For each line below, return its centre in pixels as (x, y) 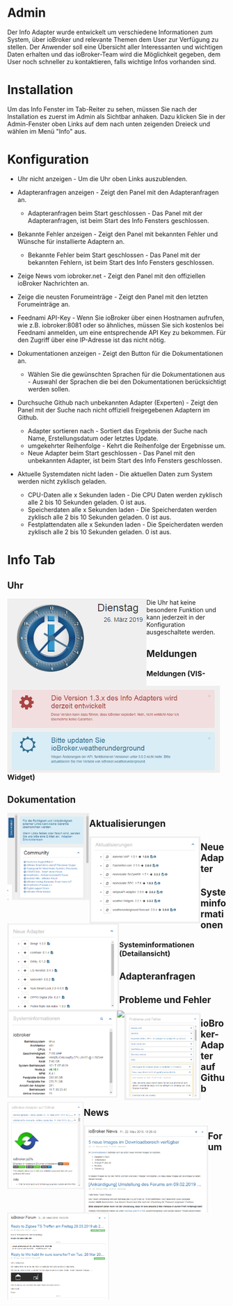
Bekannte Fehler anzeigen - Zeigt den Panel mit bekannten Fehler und (118, 234)
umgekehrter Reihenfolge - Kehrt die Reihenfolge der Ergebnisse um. (127, 445)
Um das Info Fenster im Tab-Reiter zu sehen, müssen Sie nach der (102, 109)
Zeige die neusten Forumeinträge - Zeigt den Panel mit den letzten (113, 297)
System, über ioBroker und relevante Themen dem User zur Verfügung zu (113, 39)
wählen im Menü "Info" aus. (47, 131)
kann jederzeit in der (176, 617)
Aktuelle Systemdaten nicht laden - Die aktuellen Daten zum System (115, 474)
